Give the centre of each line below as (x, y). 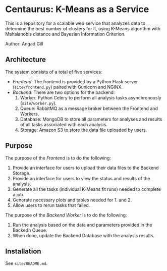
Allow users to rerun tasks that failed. (51, 205)
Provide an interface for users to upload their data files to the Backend (86, 168)
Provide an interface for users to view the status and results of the (81, 178)
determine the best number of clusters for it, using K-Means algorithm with (83, 28)
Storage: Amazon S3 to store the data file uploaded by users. (83, 130)
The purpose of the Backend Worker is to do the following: (66, 215)
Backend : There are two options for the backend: (64, 92)
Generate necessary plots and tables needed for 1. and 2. (72, 200)
